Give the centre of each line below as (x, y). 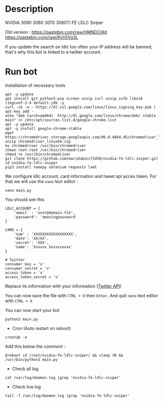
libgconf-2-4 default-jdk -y (35, 103)
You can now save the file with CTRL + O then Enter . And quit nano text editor (82, 295)
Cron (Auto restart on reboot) (41, 328)
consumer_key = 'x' (25, 264)
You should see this (25, 199)
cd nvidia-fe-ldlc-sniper (31, 163)
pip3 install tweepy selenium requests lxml (51, 167)
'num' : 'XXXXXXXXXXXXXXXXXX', (46, 234)
